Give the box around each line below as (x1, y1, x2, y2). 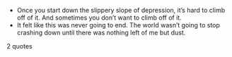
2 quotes (6, 42, 33, 50)
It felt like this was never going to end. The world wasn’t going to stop (16, 21, 221, 29)
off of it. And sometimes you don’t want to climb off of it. (16, 13, 182, 22)
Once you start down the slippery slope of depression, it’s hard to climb (16, 6, 226, 14)
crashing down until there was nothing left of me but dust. (16, 28, 186, 37)
